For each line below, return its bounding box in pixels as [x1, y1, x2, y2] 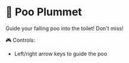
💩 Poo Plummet [5, 5, 83, 19]
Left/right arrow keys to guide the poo [14, 50, 108, 57]
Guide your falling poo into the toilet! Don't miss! [5, 25, 124, 32]
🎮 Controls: [5, 37, 35, 44]
